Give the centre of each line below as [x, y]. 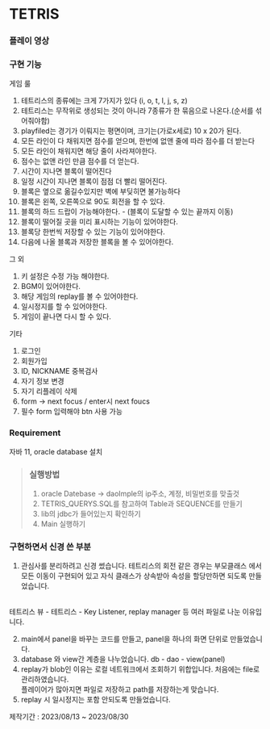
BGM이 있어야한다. [51, 287]
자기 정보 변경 [42, 381]
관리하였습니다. [45, 680]
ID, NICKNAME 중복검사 [59, 371]
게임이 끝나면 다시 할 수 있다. [66, 316]
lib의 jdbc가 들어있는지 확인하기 [91, 514]
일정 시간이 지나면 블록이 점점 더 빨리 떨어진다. [94, 182]
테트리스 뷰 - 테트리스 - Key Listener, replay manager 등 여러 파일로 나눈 [125, 612]
